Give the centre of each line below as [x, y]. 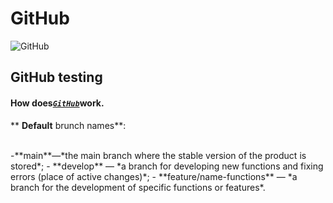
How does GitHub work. [57, 103]
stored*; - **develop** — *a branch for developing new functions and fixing [167, 166]
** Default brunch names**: [68, 125]
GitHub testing [56, 77]
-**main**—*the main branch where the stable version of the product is [158, 155]
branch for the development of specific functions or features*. [138, 187]
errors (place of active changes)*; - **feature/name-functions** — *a [154, 176]
